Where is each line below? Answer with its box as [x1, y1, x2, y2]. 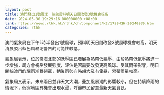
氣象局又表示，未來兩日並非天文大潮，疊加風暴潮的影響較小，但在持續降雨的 [5, 79, 159, 85]
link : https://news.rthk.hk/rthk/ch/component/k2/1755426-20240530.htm [5, 21, 154, 26]
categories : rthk [5, 25, 41, 30]
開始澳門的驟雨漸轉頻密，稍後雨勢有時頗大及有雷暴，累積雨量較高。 [5, 68, 142, 74]
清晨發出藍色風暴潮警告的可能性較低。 [5, 46, 82, 51]
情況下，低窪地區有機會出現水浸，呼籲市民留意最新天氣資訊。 [5, 85, 129, 91]
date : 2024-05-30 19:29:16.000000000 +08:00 [5, 16, 97, 21]
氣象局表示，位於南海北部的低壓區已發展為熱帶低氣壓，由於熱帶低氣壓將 [5, 56, 150, 62]
